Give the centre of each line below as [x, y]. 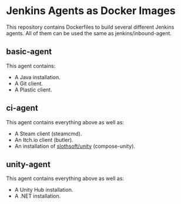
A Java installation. [37, 77]
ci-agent [22, 108]
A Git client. [29, 83]
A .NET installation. [38, 196]
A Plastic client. [33, 90]
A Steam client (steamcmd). [48, 134]
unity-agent [29, 164]
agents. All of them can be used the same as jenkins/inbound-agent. [89, 33]
